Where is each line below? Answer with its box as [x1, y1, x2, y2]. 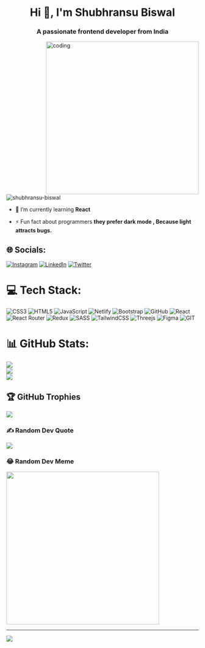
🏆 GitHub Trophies [6, 391, 81, 402]
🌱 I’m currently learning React [15, 206, 90, 213]
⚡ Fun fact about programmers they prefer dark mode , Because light [15, 218, 192, 226]
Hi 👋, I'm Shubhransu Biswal [29, 6, 176, 20]
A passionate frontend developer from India [36, 28, 169, 36]
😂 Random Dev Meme [6, 457, 74, 466]
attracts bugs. [15, 227, 52, 234]
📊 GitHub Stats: [6, 337, 90, 351]
